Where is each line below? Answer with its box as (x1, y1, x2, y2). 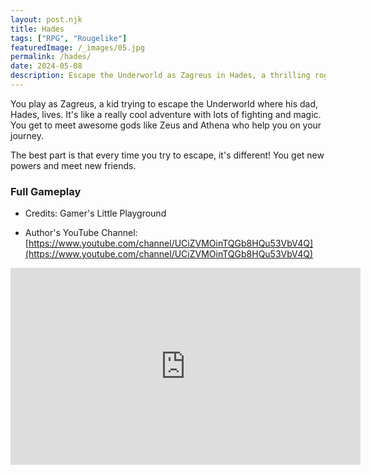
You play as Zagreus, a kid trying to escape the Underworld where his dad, (10, 97, 319, 110)
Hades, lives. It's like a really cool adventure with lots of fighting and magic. (10, 108, 322, 120)
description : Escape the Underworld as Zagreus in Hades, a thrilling (10, 71, 311, 81)
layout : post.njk (10, 14, 83, 25)
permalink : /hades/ (10, 52, 92, 62)
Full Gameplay (10, 184, 82, 198)
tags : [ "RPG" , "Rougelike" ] (10, 33, 128, 43)
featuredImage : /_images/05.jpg (10, 42, 145, 53)
